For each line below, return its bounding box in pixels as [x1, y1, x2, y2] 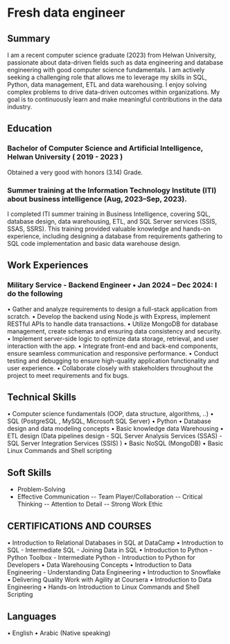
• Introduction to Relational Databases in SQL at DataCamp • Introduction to [7, 538, 224, 547]
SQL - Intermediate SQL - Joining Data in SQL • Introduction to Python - [7, 546, 213, 554]
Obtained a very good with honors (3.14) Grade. [7, 168, 143, 176]
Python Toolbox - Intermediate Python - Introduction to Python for [7, 554, 196, 562]
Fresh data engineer [7, 5, 125, 21]
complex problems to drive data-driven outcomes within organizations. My [7, 88, 220, 96]
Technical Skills [7, 391, 77, 404]
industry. [7, 103, 33, 110]
